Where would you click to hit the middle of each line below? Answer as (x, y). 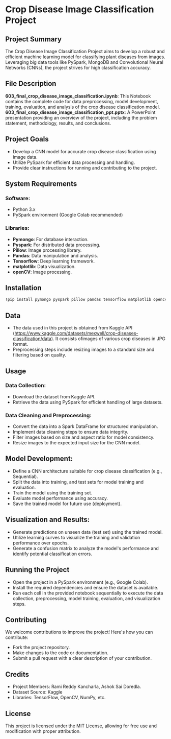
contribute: (17, 637)
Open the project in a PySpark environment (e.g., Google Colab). (80, 582)
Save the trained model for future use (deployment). (67, 504)
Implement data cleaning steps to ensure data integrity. (70, 432)
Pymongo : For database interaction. (51, 239)
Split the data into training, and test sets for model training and (78, 482)
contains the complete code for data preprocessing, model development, (82, 101)
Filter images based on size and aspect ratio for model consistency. (83, 437)
